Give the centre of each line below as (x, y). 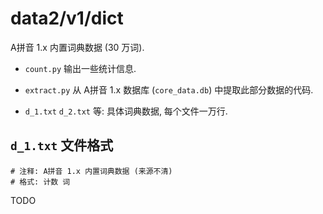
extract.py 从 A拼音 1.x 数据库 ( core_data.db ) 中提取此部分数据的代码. (169, 89)
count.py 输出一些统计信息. (80, 68)
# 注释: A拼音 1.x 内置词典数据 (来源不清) (91, 171)
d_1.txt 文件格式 (62, 145)
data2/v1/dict (67, 18)
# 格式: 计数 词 (40, 182)
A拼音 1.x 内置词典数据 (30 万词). (77, 47)
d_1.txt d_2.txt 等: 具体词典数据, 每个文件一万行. (126, 111)
